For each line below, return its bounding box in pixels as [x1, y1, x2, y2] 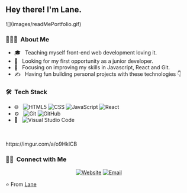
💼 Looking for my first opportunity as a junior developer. [14, 57, 154, 65]
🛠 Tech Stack [5, 88, 48, 96]
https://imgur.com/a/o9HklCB [5, 140, 78, 147]
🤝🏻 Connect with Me [5, 155, 67, 163]
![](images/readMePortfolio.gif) [5, 20, 82, 27]
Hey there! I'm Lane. [5, 5, 82, 15]
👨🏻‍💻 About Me [5, 35, 50, 43]
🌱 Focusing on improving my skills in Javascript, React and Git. [14, 64, 170, 71]
